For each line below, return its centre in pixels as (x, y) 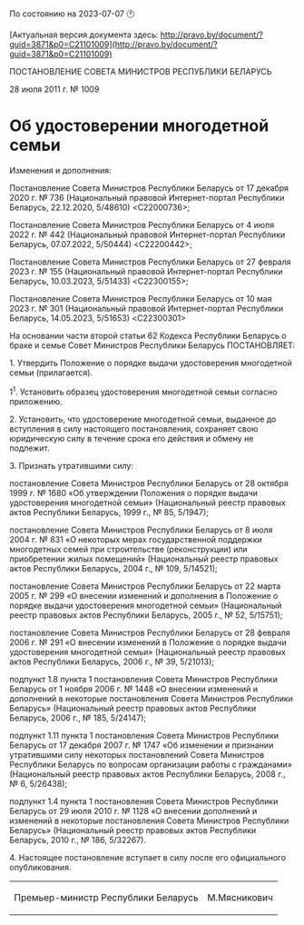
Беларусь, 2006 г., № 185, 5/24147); (78, 718)
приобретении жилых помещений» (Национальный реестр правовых (144, 559)
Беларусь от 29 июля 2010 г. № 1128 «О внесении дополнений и (133, 811)
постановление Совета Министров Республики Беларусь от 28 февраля (150, 632)
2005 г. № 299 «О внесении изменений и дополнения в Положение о (144, 595)
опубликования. (40, 867)
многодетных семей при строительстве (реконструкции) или (128, 549)
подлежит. (29, 448)
